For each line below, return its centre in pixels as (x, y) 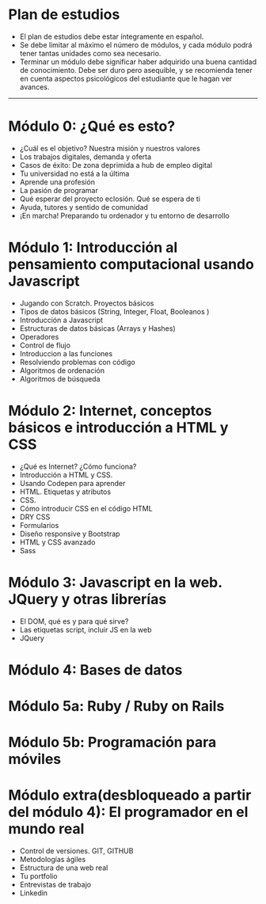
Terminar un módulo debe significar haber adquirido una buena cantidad (138, 62)
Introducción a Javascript (61, 320)
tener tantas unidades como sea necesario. (90, 53)
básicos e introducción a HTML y (118, 427)
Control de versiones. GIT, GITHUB (76, 851)
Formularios (39, 525)
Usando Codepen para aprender (72, 483)
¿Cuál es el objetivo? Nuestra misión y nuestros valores (110, 148)
